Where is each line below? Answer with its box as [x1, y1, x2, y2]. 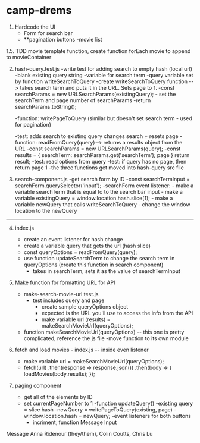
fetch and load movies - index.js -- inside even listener [14, 346, 149, 353]
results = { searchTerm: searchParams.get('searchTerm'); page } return [14, 151, 190, 158]
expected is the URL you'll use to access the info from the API [41, 309, 193, 316]
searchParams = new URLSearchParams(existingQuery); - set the [14, 90, 176, 98]
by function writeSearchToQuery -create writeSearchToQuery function [14, 78, 188, 85]
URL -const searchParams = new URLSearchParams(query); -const [14, 145, 181, 152]
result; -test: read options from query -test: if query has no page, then [14, 158, 187, 165]
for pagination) [14, 121, 52, 128]
